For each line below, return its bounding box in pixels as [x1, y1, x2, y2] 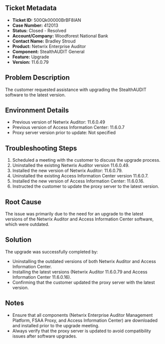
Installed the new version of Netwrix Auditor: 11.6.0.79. [12, 168, 123, 173]
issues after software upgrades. [12, 333, 78, 339]
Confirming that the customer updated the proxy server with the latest [12, 279, 155, 285]
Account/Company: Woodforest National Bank [12, 33, 109, 39]
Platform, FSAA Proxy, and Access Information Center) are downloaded [12, 317, 158, 323]
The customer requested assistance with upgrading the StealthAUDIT [5, 86, 147, 92]
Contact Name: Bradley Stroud [12, 38, 76, 44]
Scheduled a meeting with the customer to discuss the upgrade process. [12, 157, 161, 163]
